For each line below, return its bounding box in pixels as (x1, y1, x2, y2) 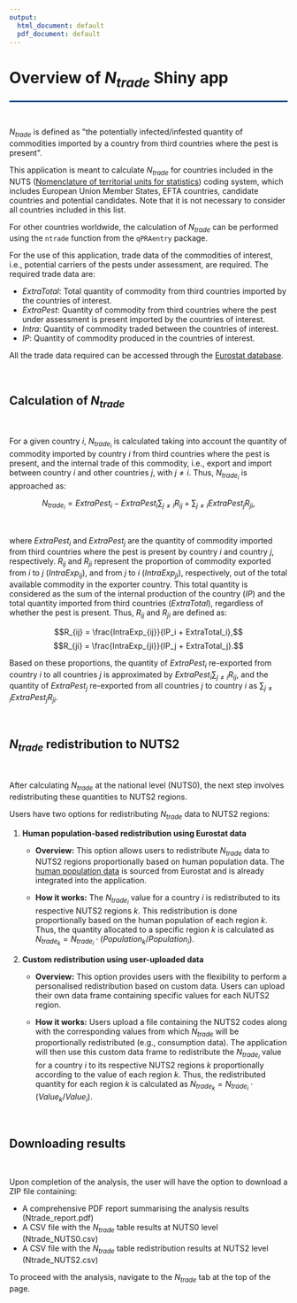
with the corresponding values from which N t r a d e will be (34, 1026, 240, 1038)
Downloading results (9, 1136, 126, 1151)
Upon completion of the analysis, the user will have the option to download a (9, 1176, 288, 1187)
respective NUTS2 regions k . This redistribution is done (34, 905, 238, 916)
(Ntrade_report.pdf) (21, 1213, 95, 1223)
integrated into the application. (34, 875, 148, 886)
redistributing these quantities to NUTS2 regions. (9, 791, 187, 802)
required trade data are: (9, 269, 95, 280)
